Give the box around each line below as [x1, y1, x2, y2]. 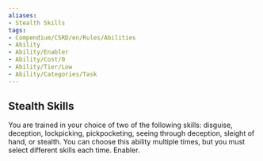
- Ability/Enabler [8, 48, 69, 56]
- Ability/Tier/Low [8, 63, 73, 71]
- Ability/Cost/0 [8, 56, 66, 64]
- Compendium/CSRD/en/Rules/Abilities [8, 33, 136, 42]
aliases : [8, 11, 37, 20]
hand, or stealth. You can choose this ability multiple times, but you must [8, 137, 246, 147]
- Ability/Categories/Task [8, 70, 97, 78]
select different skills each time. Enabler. [8, 145, 140, 155]
